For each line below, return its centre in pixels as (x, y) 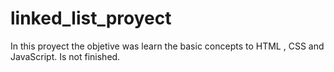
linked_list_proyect (91, 18)
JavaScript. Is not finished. (65, 56)
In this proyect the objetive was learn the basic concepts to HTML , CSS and (167, 46)
